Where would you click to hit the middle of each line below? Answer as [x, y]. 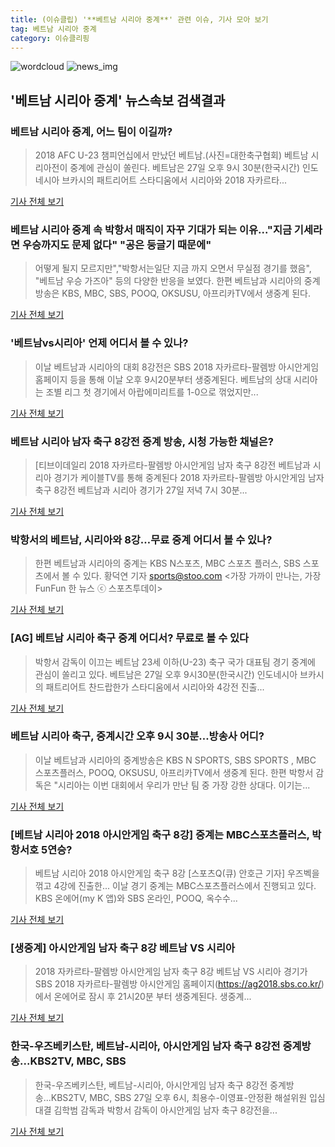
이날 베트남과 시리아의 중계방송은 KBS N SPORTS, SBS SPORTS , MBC [175, 760]
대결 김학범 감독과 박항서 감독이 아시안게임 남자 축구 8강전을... [156, 1110]
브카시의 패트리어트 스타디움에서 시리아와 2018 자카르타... [174, 180]
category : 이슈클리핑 [50, 38]
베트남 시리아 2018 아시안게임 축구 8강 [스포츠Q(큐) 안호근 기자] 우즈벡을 [177, 873]
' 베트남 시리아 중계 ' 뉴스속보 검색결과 [118, 100]
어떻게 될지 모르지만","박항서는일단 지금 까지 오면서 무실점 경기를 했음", [173, 268]
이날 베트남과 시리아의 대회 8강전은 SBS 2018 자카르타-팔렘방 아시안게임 [177, 367]
